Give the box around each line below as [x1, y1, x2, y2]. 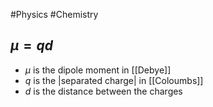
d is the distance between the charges [24, 85, 183, 97]
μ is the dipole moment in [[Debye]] [24, 64, 172, 76]
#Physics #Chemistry [10, 9, 99, 20]
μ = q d [10, 37, 53, 54]
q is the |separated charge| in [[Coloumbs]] [24, 74, 204, 86]
